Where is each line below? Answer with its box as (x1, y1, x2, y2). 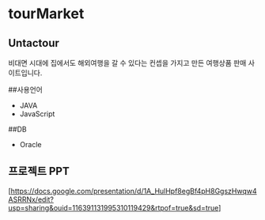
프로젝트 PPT (8, 165, 70, 178)
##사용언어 (8, 85, 44, 94)
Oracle (19, 140, 42, 149)
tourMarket (8, 5, 85, 23)
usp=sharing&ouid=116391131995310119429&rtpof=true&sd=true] (8, 203, 221, 212)
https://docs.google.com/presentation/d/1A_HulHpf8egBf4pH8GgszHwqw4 (10, 186, 257, 195)
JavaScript (19, 109, 55, 119)
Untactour (8, 36, 59, 50)
